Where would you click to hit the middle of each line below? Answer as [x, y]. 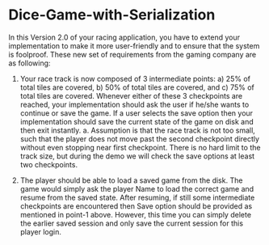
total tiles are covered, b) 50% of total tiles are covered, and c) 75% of [137, 87]
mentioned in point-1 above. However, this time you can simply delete [136, 214]
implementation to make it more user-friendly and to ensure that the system [134, 45]
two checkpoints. [49, 164]
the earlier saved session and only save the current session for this [132, 223]
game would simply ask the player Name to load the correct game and [137, 188]
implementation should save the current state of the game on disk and [137, 121]
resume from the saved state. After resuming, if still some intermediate [137, 197]
